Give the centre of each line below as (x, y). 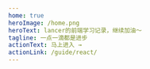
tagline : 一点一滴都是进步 (48, 38)
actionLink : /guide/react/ (53, 52)
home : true (26, 15)
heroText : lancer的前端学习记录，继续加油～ (75, 30)
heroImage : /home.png (44, 23)
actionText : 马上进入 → (45, 45)
